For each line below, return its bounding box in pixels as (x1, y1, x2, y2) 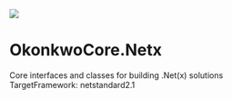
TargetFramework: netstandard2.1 (9, 79, 136, 90)
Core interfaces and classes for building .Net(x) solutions (9, 69, 224, 81)
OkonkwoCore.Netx (9, 40, 162, 61)
